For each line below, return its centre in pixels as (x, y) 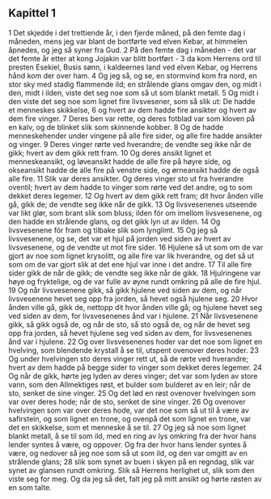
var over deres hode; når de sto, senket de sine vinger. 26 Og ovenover (127, 401)
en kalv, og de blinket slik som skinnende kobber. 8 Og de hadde (116, 127)
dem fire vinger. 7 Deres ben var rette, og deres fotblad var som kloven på (131, 118)
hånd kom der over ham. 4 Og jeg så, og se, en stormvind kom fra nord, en (133, 75)
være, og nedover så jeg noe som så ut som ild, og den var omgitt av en (128, 453)
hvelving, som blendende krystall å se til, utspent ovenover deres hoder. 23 (133, 350)
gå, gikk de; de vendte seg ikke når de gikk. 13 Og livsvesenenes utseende (133, 204)
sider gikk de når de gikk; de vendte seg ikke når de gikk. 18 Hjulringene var (135, 273)
